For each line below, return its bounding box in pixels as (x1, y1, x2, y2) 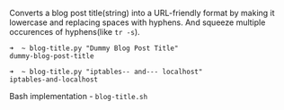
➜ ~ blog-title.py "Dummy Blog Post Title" (9, 44, 179, 53)
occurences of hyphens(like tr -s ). (9, 27, 141, 37)
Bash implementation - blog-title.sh (9, 91, 148, 101)
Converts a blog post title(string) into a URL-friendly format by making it (9, 8, 276, 18)
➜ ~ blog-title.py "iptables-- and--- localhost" (9, 67, 203, 76)
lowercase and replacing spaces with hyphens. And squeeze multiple (9, 17, 266, 28)
